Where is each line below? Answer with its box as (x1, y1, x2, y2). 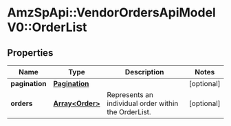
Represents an (107, 90, 153, 99)
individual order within (107, 98, 179, 108)
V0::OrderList (7, 19, 87, 35)
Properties (7, 47, 54, 59)
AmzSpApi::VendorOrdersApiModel (7, 5, 217, 21)
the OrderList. (107, 107, 151, 116)
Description (124, 67, 164, 76)
